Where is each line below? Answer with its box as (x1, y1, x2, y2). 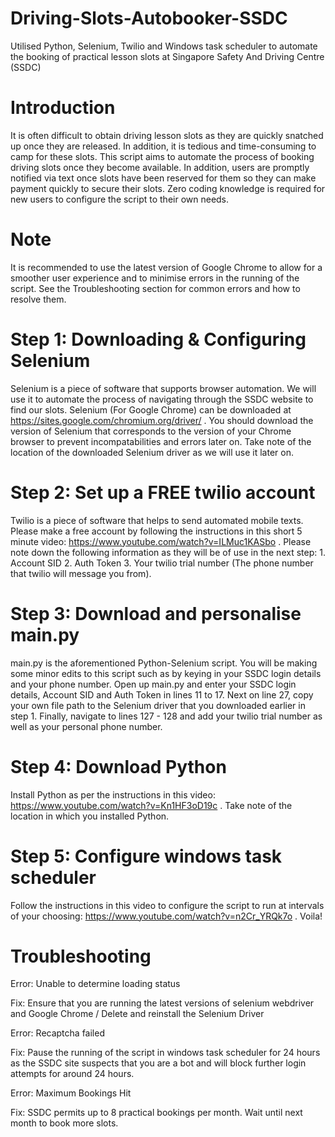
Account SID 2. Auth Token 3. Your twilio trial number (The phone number (10, 557, 314, 569)
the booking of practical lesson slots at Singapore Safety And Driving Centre (10, 50, 325, 62)
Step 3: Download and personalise (10, 602, 302, 625)
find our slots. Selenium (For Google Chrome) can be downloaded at (10, 403, 292, 416)
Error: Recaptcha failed (10, 1027, 105, 1039)
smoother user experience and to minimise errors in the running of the (10, 272, 300, 284)
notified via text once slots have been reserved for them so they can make (10, 172, 317, 184)
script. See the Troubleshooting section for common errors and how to (10, 282, 301, 294)
